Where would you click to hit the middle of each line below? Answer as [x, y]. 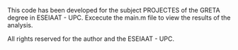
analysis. [20, 25]
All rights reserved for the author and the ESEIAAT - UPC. [91, 39]
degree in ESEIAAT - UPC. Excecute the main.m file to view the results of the [119, 18]
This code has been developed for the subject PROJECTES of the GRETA [114, 10]
